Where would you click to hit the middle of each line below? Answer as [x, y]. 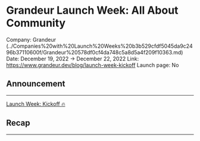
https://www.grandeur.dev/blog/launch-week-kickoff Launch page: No [93, 65]
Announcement [36, 84]
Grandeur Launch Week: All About [92, 10]
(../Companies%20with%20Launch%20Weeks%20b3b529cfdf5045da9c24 [99, 46]
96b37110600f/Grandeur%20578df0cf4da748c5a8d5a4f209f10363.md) [95, 52]
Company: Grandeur [31, 39]
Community [36, 23]
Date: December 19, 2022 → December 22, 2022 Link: [73, 59]
